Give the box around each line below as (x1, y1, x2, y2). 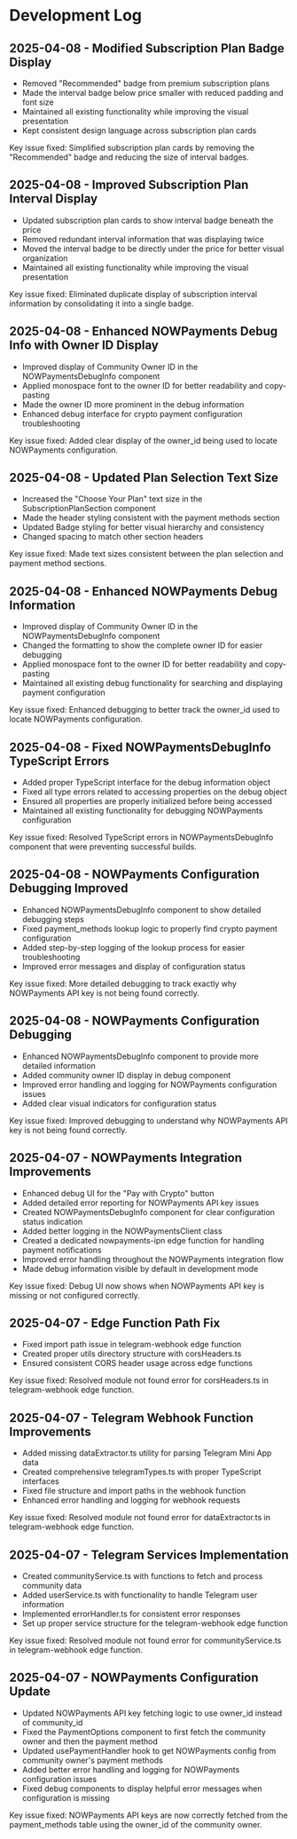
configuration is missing (21, 1792, 111, 1803)
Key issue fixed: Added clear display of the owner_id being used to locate (9, 435, 277, 446)
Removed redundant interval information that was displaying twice (21, 233, 264, 244)
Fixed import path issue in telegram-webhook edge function (21, 1339, 242, 1350)
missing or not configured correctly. (9, 1290, 140, 1300)
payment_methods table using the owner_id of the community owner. (9, 1819, 262, 1829)
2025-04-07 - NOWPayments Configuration (9, 1670, 259, 1685)
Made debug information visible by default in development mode (21, 1263, 259, 1274)
